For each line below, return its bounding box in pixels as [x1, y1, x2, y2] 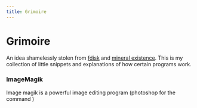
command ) [6, 95, 35, 102]
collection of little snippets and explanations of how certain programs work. [6, 60, 192, 67]
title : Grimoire [6, 8, 47, 15]
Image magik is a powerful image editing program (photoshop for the [6, 89, 176, 96]
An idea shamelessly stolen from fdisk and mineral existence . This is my [6, 54, 183, 61]
